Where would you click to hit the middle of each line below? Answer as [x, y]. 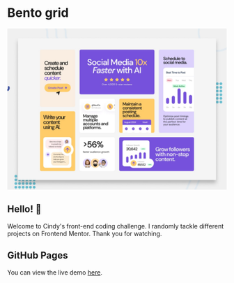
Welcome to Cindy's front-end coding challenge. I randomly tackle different [116, 226]
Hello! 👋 [24, 209]
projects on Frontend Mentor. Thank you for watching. [85, 233]
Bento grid [38, 13]
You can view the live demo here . [55, 272]
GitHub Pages [38, 255]
